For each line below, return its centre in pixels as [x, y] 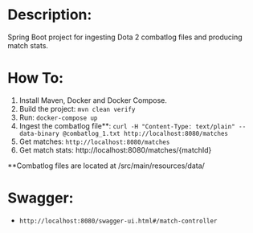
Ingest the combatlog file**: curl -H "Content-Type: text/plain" [127, 125]
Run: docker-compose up [58, 117]
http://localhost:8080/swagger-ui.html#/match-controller [118, 221]
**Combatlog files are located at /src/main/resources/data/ [106, 166]
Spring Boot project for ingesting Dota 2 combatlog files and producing [125, 37]
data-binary [39, 133]
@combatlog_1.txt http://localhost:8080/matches [145, 133]
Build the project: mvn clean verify [77, 108]
